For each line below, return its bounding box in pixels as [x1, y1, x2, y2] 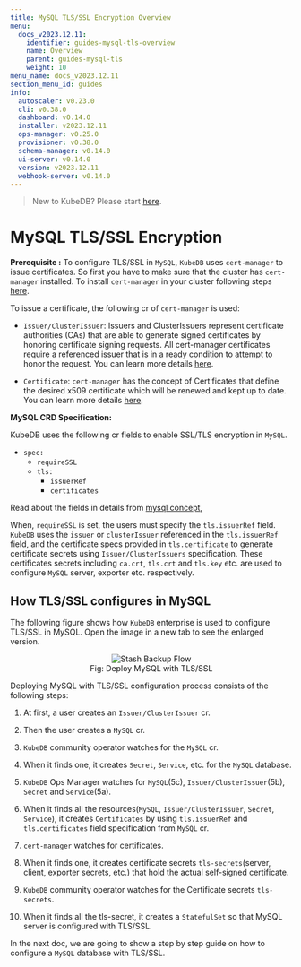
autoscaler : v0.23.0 [18, 96, 95, 106]
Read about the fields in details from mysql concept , [10, 503, 203, 514]
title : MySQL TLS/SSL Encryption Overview [10, 13, 171, 22]
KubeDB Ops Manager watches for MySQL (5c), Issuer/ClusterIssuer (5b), [22, 777, 286, 787]
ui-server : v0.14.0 [18, 154, 91, 164]
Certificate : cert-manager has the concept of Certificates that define [22, 376, 279, 386]
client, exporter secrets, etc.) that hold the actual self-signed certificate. [22, 867, 289, 877]
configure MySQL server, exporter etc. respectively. [10, 567, 195, 578]
